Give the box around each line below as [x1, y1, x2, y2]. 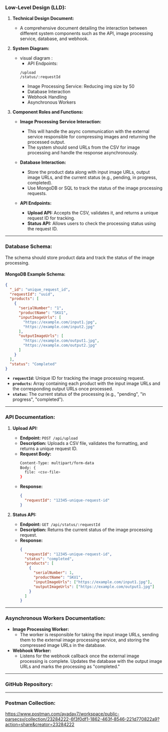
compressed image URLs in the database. [19, 642, 106, 648]
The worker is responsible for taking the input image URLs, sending [19, 631, 159, 637]
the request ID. [27, 226, 58, 232]
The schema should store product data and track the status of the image [5, 255, 154, 261]
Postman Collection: [5, 699, 56, 706]
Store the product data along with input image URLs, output [27, 169, 150, 175]
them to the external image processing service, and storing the [19, 637, 150, 643]
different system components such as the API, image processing [19, 31, 153, 37]
